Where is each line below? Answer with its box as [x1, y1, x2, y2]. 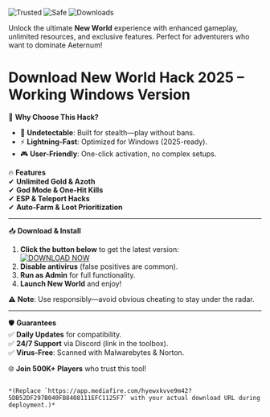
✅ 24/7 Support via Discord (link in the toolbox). [8, 338, 169, 348]
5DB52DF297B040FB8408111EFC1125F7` [8, 394, 128, 402]
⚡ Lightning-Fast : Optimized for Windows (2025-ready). [19, 137, 207, 147]
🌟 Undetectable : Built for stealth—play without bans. [19, 127, 195, 137]
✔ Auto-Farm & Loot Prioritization [8, 202, 123, 212]
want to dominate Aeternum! [8, 40, 103, 50]
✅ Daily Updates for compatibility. [8, 329, 122, 339]
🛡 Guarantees [8, 318, 57, 328]
